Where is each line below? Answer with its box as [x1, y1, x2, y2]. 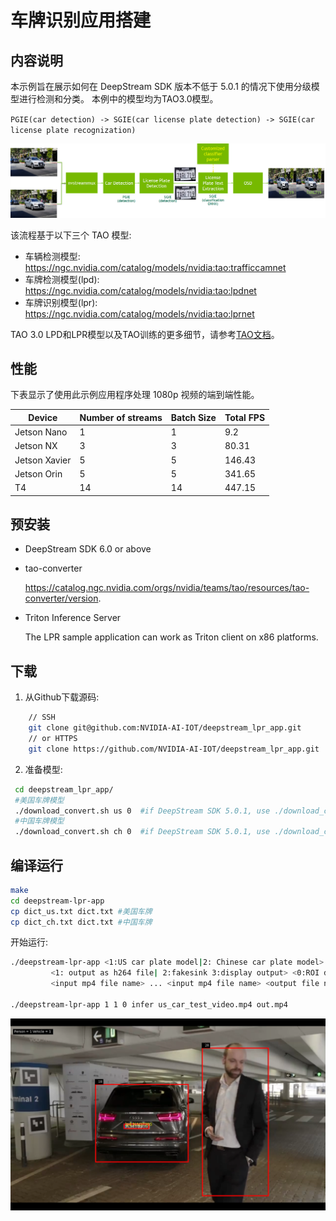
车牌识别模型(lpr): [24, 296, 98, 308]
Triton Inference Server [24, 612, 122, 624]
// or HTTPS [28, 734, 78, 744]
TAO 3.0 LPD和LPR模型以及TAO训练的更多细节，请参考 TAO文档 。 [10, 328, 280, 340]
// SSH [28, 712, 56, 723]
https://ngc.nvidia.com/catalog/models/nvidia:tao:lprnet [24, 307, 255, 320]
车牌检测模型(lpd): [24, 273, 100, 285]
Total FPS [224, 411, 266, 423]
